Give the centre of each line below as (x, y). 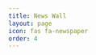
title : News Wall (38, 16)
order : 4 (23, 38)
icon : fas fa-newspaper (48, 31)
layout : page (30, 23)
